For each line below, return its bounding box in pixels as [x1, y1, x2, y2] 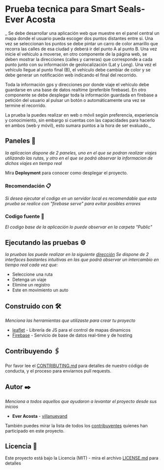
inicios [5, 404, 19, 409]
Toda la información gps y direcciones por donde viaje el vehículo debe [5, 81, 149, 87]
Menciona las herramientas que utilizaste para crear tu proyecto [5, 317, 136, 323]
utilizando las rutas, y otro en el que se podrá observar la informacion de [5, 155, 153, 161]
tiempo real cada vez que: [5, 262, 58, 268]
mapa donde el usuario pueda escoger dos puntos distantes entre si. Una [5, 35, 153, 41]
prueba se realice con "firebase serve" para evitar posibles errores [5, 201, 141, 207]
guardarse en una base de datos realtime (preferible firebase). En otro [5, 87, 146, 93]
